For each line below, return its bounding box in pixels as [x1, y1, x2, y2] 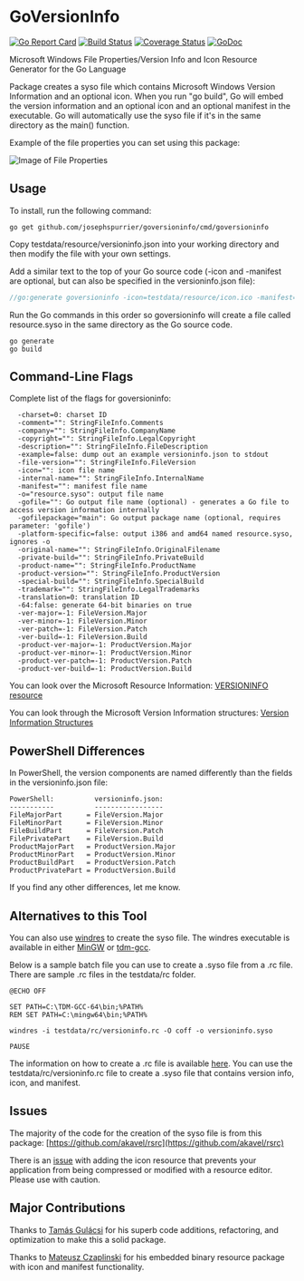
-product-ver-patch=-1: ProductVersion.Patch [17, 656, 193, 665]
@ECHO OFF [9, 986, 47, 996]
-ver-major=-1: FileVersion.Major [17, 609, 147, 618]
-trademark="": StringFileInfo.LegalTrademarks [17, 585, 201, 595]
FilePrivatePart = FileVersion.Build [9, 834, 165, 844]
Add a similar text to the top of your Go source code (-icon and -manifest [9, 266, 282, 277]
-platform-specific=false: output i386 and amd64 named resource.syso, [17, 529, 294, 539]
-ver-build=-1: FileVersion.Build [17, 633, 147, 642]
